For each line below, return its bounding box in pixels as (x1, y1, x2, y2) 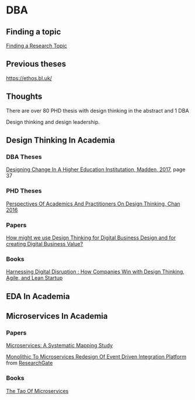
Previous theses (6, 59, 67, 69)
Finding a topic (6, 27, 61, 37)
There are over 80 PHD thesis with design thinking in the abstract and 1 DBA (6, 107, 189, 114)
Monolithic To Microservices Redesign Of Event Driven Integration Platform (6, 353, 187, 360)
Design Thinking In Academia (6, 135, 116, 145)
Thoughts (6, 92, 43, 102)
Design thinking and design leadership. (6, 118, 100, 126)
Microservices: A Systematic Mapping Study (6, 342, 113, 349)
